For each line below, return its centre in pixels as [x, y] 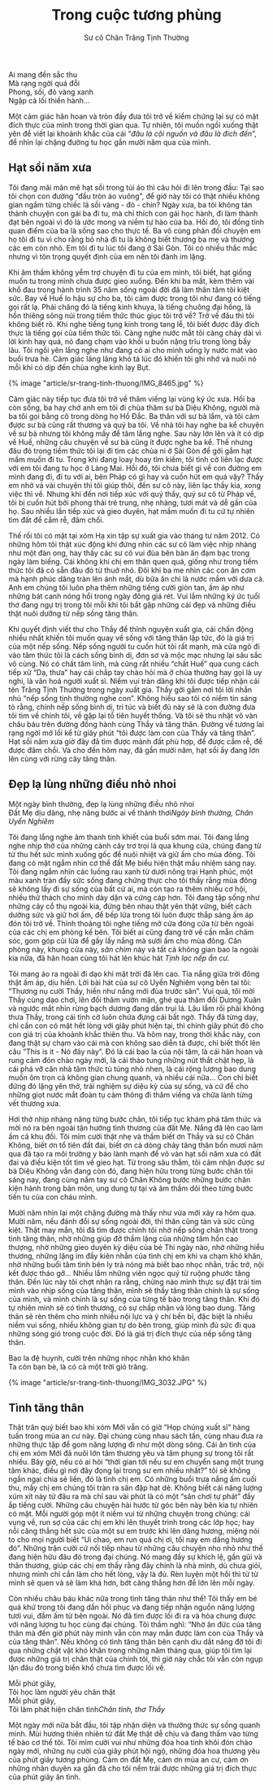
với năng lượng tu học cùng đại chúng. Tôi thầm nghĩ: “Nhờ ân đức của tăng [135, 1625]
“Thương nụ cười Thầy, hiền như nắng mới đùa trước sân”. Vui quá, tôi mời [132, 991]
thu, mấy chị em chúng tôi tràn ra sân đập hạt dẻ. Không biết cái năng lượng [135, 1488]
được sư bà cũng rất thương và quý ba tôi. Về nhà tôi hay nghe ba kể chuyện [136, 425]
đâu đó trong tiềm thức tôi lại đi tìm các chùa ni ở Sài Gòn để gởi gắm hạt [130, 451]
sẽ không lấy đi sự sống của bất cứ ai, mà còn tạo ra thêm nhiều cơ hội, [128, 889]
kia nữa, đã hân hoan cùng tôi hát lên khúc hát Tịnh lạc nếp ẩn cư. [119, 958]
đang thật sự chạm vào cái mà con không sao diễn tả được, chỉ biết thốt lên [134, 1043]
